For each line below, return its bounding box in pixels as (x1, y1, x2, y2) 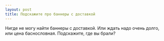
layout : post (5, 7, 32, 12)
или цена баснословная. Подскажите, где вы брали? (5, 30, 116, 36)
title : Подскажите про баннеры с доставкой (5, 12, 96, 17)
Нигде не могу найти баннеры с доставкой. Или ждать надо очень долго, (5, 25, 160, 31)
